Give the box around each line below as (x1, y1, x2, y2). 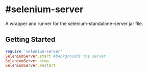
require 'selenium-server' (5, 49, 63, 54)
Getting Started (5, 35, 56, 44)
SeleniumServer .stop (5, 58, 50, 63)
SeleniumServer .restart (5, 63, 56, 68)
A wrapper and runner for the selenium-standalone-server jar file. (5, 20, 143, 27)
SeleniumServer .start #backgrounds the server (5, 54, 106, 59)
